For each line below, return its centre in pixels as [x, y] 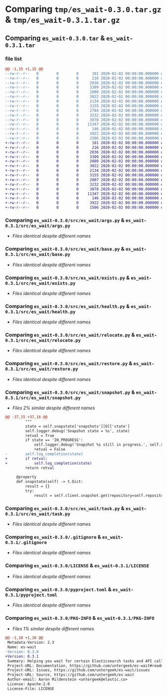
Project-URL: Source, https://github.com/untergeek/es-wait [71, 675]
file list [14, 59]
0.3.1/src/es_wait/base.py [38, 255]
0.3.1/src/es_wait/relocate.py [43, 341]
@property [26, 477]
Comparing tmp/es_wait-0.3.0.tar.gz [83, 9]
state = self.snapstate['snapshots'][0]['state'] [78, 426]
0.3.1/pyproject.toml [31, 595]
